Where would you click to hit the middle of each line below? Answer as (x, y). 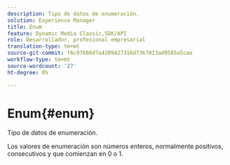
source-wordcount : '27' (42, 66)
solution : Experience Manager (52, 20)
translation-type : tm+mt (43, 46)
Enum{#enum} (51, 113)
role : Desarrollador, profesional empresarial (76, 40)
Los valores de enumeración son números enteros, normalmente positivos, (115, 146)
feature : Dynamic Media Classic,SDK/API (67, 33)
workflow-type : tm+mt (39, 60)
